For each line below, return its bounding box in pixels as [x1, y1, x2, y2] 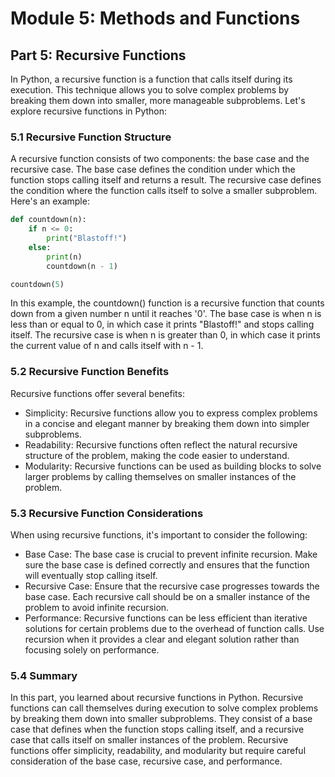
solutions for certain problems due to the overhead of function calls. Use [24, 623, 325, 635]
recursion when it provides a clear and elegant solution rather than [24, 633, 300, 646]
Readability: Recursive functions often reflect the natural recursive [24, 438, 298, 451]
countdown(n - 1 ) [46, 261, 118, 271]
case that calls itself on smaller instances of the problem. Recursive [10, 734, 289, 746]
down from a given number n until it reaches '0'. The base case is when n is [10, 308, 322, 320]
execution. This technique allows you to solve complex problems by [10, 84, 290, 96]
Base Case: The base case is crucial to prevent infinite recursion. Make [24, 548, 318, 561]
